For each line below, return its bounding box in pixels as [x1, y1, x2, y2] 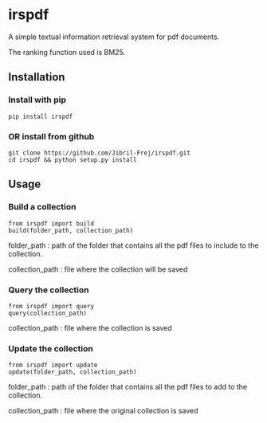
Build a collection [8, 202, 77, 213]
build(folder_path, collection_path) [8, 226, 134, 234]
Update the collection [8, 343, 93, 354]
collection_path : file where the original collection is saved [8, 406, 198, 416]
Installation [8, 70, 65, 84]
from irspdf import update [8, 361, 98, 370]
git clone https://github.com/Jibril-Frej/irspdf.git [8, 149, 191, 157]
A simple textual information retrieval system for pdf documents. [8, 32, 220, 41]
